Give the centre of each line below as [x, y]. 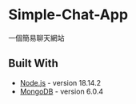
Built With [33, 64]
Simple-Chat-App [68, 15]
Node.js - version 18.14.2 [60, 82]
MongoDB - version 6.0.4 [62, 91]
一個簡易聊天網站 [36, 38]
